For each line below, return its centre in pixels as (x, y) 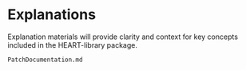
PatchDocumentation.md (45, 60)
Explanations (52, 15)
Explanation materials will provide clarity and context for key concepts (123, 37)
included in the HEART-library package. (72, 45)
